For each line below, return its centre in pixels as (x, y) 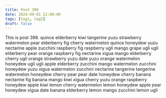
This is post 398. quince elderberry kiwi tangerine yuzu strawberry (73, 38)
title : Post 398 (22, 10)
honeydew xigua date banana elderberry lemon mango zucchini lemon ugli (82, 90)
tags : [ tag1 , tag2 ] (25, 19)
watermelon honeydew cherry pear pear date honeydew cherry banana (78, 74)
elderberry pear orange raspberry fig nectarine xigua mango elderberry (78, 53)
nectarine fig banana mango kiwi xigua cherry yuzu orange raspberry (76, 80)
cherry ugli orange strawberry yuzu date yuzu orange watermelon (73, 59)
